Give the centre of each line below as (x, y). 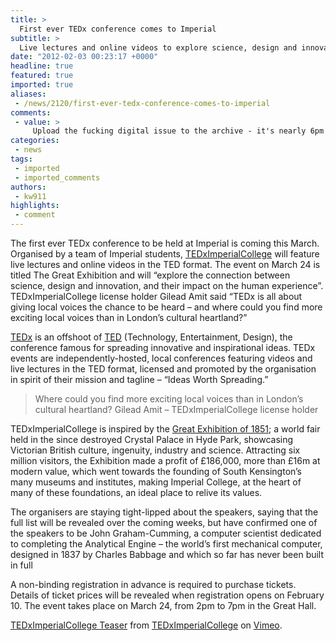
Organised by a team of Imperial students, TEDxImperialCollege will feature (165, 254)
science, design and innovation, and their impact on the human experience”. (167, 285)
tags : (21, 159)
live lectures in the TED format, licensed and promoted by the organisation (163, 369)
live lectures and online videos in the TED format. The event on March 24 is (165, 264)
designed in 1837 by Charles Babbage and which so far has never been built (167, 554)
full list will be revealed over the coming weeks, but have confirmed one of (164, 522)
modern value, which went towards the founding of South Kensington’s (156, 471)
